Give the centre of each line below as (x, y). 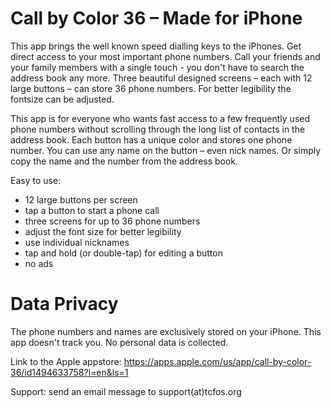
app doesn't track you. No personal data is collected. (119, 342)
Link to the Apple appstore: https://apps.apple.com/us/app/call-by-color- (161, 361)
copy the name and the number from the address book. (124, 161)
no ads (39, 263)
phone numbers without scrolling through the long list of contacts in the (158, 129)
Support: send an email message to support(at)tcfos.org (126, 391)
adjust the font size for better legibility (103, 231)
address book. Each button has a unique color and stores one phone (151, 139)
